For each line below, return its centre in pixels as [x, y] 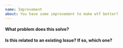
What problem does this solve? [37, 29]
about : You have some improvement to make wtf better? [62, 14]
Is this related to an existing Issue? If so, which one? [59, 40]
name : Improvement [24, 9]
